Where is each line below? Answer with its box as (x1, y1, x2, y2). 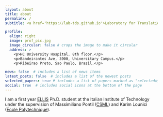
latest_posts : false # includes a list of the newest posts (5, 74, 131, 79)
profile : (5, 29, 23, 34)
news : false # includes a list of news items (5, 70, 101, 74)
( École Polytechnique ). (5, 106, 50, 112)
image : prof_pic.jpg (9, 38, 51, 44)
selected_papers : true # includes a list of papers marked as (5, 78, 133, 84)
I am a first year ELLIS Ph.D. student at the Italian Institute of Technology (5, 96, 149, 102)
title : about (5, 12, 32, 16)
